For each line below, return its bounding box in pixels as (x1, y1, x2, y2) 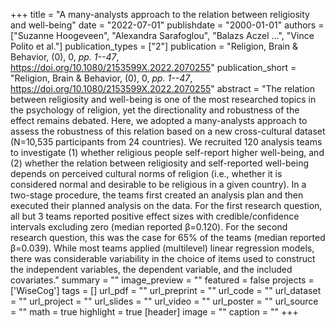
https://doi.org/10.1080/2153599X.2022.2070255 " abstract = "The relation (10, 83, 316, 94)
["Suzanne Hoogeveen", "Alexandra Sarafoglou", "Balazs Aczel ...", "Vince (10, 30, 315, 41)
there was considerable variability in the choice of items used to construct (10, 253, 316, 264)
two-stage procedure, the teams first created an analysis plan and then (10, 189, 304, 201)
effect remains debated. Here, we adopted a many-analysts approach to (10, 115, 308, 126)
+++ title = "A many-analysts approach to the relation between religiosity (10, 9, 310, 20)
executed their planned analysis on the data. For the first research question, (10, 200, 323, 211)
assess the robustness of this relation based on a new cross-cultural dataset (10, 125, 326, 137)
